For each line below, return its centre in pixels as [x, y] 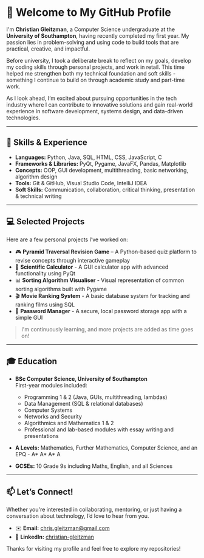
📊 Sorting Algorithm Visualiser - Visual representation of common [100, 280]
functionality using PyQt [45, 273]
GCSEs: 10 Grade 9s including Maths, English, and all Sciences [94, 466]
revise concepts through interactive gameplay [73, 260]
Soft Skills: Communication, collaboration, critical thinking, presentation [105, 189]
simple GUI [29, 317]
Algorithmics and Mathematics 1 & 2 [69, 423]
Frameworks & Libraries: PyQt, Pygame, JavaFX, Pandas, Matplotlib [100, 163]
